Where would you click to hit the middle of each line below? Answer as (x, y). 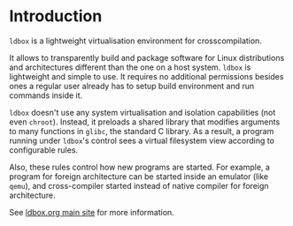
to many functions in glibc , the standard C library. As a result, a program (142, 131)
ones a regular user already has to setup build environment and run (132, 86)
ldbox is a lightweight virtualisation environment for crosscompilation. (136, 41)
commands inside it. (46, 95)
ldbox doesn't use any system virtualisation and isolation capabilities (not (143, 112)
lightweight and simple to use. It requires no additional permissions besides (146, 76)
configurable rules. (43, 150)
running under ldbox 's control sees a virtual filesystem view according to (142, 140)
